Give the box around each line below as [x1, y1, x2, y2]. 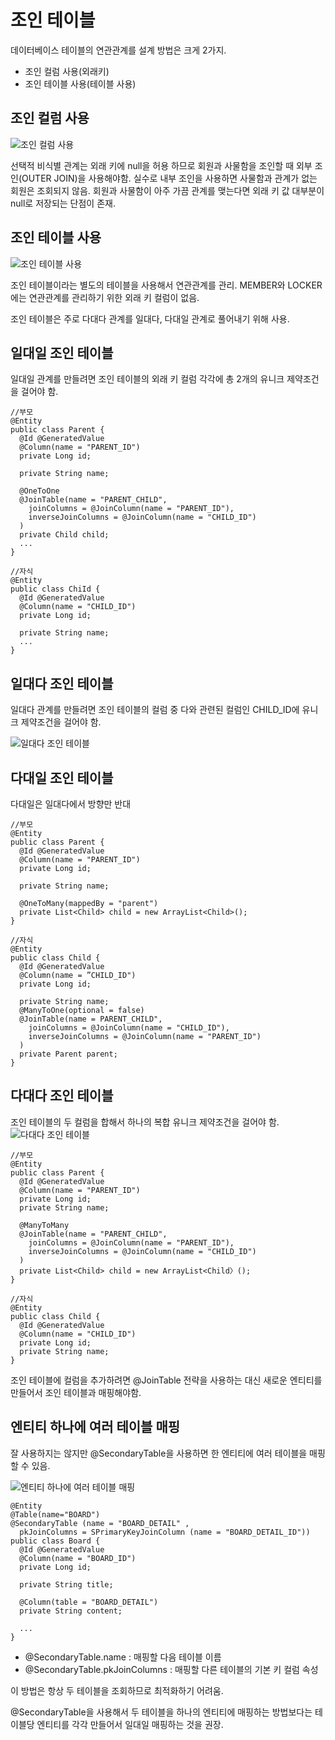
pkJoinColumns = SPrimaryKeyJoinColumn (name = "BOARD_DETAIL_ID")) [19, 1527, 311, 1537]
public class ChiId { [10, 584, 101, 595]
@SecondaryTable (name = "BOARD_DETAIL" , [10, 1518, 190, 1528]
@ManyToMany [19, 1220, 70, 1230]
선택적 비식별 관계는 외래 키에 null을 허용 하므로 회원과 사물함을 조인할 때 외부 [10, 159, 313, 171]
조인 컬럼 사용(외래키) [24, 65, 110, 77]
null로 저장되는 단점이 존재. [10, 197, 116, 209]
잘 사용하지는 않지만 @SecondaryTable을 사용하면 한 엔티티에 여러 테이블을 [10, 1447, 308, 1459]
